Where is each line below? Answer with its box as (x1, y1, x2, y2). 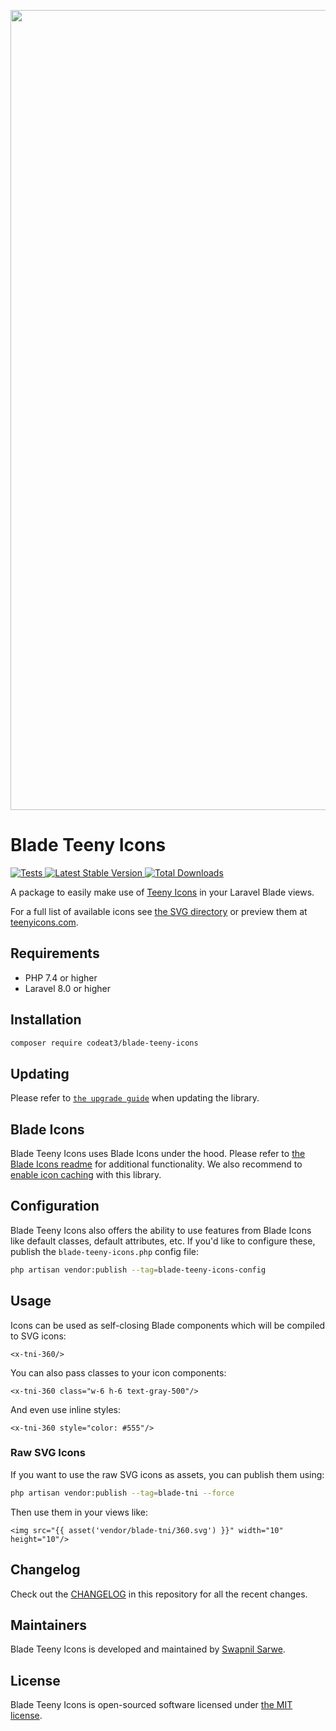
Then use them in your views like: (10, 1506, 149, 1518)
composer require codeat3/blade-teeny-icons (10, 1038, 199, 1048)
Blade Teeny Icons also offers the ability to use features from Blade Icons (10, 1224, 312, 1236)
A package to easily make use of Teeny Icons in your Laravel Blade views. (10, 886, 315, 898)
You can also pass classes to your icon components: (10, 1366, 227, 1379)
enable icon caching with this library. (10, 1169, 162, 1181)
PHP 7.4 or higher (24, 971, 98, 984)
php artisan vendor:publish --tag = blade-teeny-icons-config (10, 1265, 267, 1275)
